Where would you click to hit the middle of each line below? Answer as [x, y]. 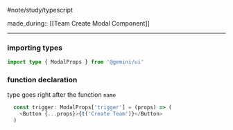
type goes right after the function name [62, 95]
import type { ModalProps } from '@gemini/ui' [76, 62]
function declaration [42, 80]
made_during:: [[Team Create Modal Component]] [79, 23]
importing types [35, 48]
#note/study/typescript [40, 10]
